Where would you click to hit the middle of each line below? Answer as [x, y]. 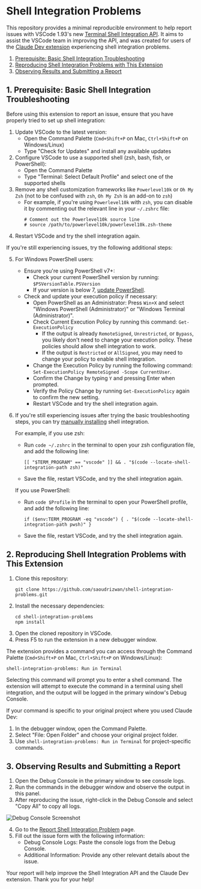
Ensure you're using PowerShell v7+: [69, 271]
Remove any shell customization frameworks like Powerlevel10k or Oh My [104, 189]
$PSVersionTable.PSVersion [67, 284]
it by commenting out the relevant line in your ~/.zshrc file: [97, 208]
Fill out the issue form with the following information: [80, 836]
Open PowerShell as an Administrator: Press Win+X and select [108, 303]
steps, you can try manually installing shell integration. [82, 421]
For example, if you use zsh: [50, 433]
